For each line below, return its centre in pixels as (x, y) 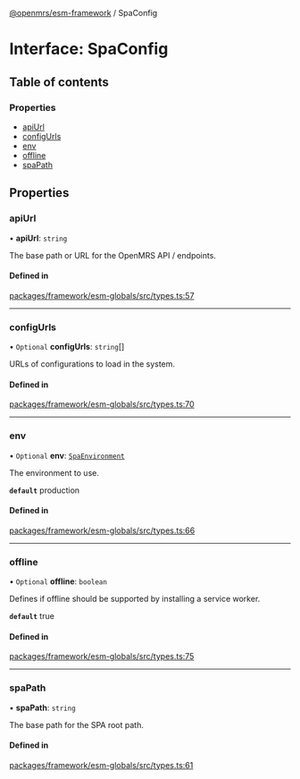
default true (32, 616)
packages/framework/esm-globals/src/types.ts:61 (101, 765)
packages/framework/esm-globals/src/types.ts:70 (102, 404)
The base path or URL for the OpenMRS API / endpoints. (113, 255)
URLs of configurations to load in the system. (92, 364)
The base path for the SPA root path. (77, 724)
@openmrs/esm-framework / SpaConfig (83, 13)
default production (45, 490)
